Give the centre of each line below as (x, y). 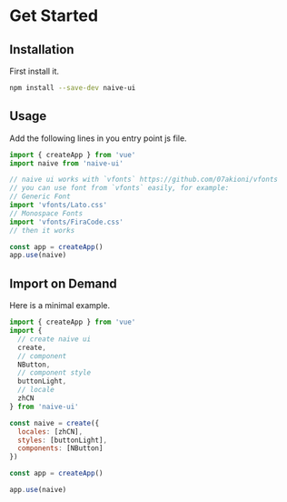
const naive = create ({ (54, 423)
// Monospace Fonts (46, 213)
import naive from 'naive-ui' (67, 163)
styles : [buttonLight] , (62, 440)
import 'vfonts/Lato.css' (58, 206)
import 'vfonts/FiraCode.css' (67, 222)
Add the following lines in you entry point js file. (99, 138)
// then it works (42, 230)
